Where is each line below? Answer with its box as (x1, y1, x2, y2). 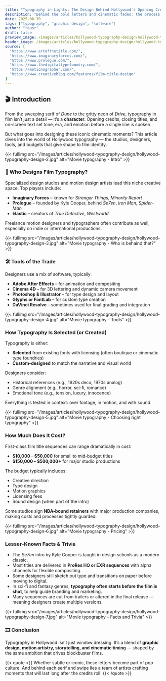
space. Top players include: (5, 185, 62, 191)
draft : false (5, 30, 32, 35)
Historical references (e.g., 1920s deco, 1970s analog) (12, 380, 123, 386)
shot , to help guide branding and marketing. (12, 588, 102, 594)
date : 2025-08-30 (5, 16, 41, 21)
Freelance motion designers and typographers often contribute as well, (5, 220, 150, 226)
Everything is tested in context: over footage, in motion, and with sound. (5, 399, 152, 406)
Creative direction (12, 477, 49, 483)
